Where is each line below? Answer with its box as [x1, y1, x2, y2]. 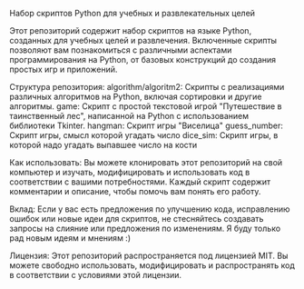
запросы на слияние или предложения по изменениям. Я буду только [9, 223, 281, 234]
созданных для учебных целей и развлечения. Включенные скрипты [9, 35, 278, 45]
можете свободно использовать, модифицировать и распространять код [9, 260, 295, 271]
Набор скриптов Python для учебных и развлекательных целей [9, 8, 256, 18]
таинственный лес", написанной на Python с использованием [9, 111, 250, 121]
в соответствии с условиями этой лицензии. [9, 270, 182, 280]
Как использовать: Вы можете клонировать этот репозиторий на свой [9, 157, 283, 167]
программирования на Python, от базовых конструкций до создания [9, 55, 277, 65]
